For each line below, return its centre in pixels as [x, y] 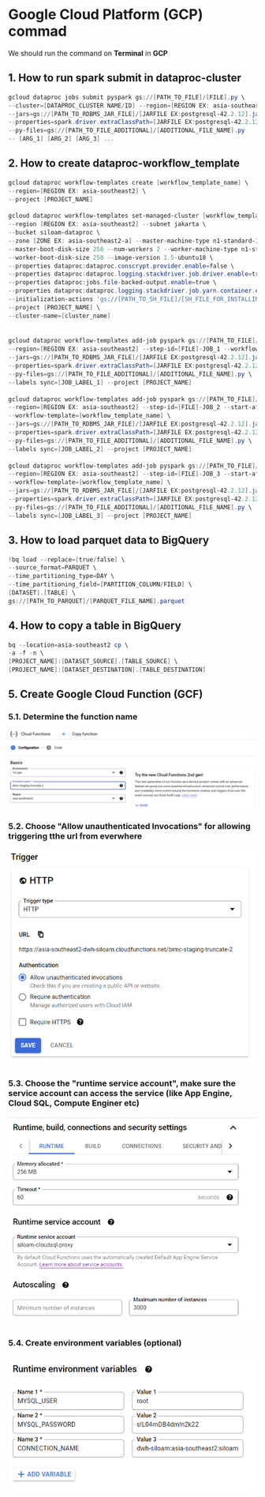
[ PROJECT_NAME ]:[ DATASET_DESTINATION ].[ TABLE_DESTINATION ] [107, 670]
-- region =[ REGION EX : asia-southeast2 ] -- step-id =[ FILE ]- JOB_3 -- [119, 474]
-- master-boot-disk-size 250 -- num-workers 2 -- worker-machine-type [123, 249]
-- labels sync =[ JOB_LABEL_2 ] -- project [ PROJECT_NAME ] [100, 449]
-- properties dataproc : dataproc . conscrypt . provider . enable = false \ [121, 266]
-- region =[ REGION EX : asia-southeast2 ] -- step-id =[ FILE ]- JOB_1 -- [119, 349]
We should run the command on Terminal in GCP [88, 53]
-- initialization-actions [50, 299]
